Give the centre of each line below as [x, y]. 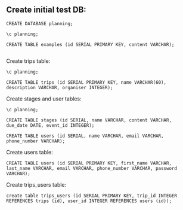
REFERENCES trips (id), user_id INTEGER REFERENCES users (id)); [89, 201]
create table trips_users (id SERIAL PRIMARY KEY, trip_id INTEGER [92, 196]
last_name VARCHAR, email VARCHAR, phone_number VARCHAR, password [92, 168]
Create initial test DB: [46, 10]
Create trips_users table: [36, 184]
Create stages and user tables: [44, 99]
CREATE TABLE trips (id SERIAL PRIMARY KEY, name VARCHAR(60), [86, 82]
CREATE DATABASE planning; [40, 23]
